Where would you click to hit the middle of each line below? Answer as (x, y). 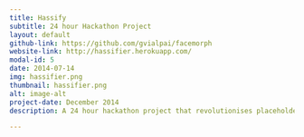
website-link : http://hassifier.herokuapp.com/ (101, 52)
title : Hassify (38, 18)
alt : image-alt (38, 93)
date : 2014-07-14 (42, 69)
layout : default (40, 34)
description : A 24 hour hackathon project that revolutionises (131, 111)
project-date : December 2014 (64, 102)
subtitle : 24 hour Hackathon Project (81, 26)
